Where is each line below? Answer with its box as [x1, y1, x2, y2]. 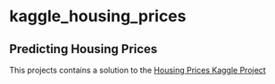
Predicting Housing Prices [9, 42, 158, 57]
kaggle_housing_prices [9, 6, 187, 27]
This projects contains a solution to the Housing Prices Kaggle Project [9, 65, 266, 75]
